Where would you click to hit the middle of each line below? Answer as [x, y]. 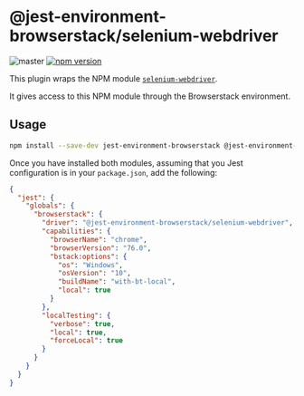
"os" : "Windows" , [90, 265]
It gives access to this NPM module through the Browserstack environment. [150, 96]
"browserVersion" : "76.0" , [100, 248]
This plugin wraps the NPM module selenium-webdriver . [114, 78]
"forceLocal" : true [86, 341]
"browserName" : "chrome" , [98, 239]
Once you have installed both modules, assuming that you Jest [127, 163]
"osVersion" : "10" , [94, 274]
